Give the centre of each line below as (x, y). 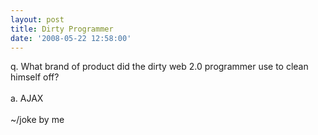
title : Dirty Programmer (62, 29)
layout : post (37, 19)
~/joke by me (37, 120)
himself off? (35, 77)
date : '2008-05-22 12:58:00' (71, 38)
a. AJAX (27, 98)
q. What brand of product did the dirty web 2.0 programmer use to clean (159, 67)
